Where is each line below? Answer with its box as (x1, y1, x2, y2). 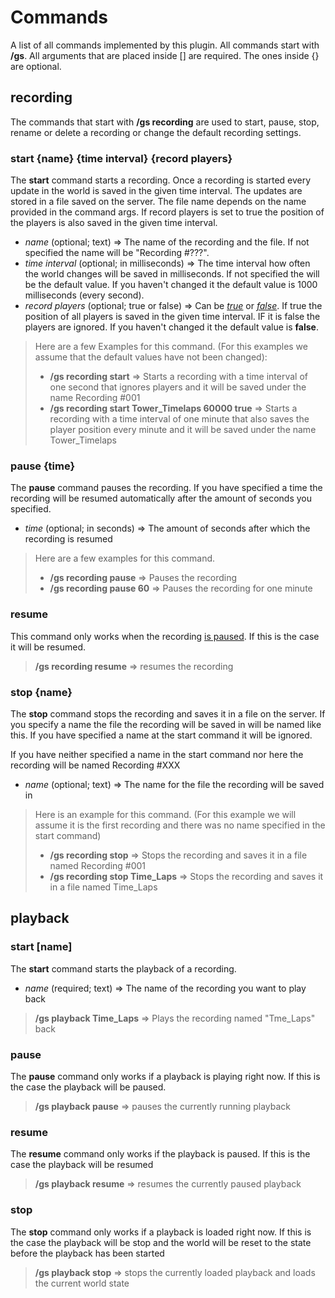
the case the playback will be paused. (10, 1081, 167, 1093)
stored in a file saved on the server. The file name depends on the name (10, 196, 307, 208)
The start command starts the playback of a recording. (10, 962, 237, 975)
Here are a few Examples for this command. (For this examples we (34, 341, 308, 353)
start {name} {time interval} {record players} (10, 151, 233, 165)
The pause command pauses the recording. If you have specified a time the (10, 482, 323, 494)
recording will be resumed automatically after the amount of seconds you (10, 492, 312, 505)
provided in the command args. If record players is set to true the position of (10, 206, 325, 218)
